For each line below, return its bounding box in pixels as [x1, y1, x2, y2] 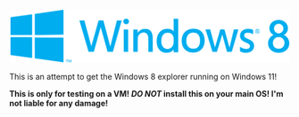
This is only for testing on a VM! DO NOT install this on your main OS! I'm [9, 89, 284, 99]
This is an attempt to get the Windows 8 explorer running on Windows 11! [9, 72, 278, 82]
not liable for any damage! [9, 98, 109, 109]
